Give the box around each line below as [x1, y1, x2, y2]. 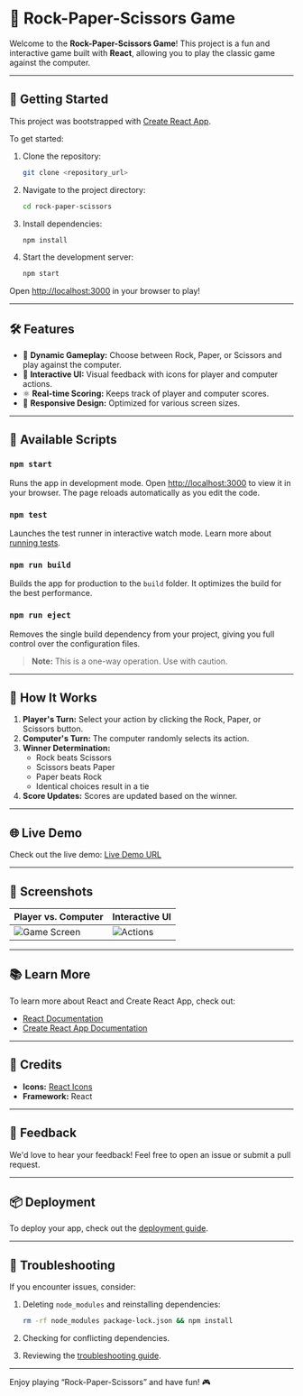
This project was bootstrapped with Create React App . [9, 115, 212, 126]
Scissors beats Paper [35, 762, 115, 773]
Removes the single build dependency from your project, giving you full [9, 629, 275, 639]
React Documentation [22, 1013, 104, 1024]
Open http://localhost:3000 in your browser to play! [9, 286, 201, 297]
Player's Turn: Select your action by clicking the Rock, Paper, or [22, 714, 262, 725]
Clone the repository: [22, 151, 102, 161]
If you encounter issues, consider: [9, 1281, 136, 1292]
